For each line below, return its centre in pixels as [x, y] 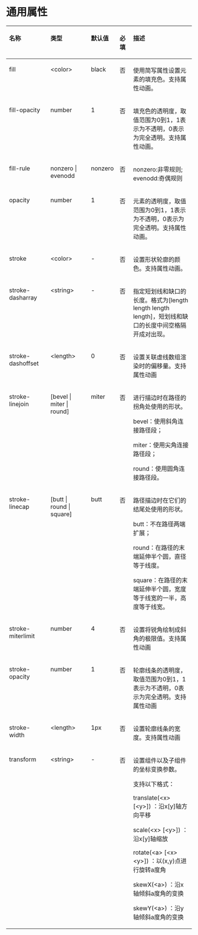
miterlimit [22, 636]
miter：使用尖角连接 [161, 445]
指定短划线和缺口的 [160, 291]
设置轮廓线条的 [154, 729]
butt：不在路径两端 [159, 524]
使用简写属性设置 [157, 70]
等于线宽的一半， [157, 598]
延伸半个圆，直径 [163, 556]
